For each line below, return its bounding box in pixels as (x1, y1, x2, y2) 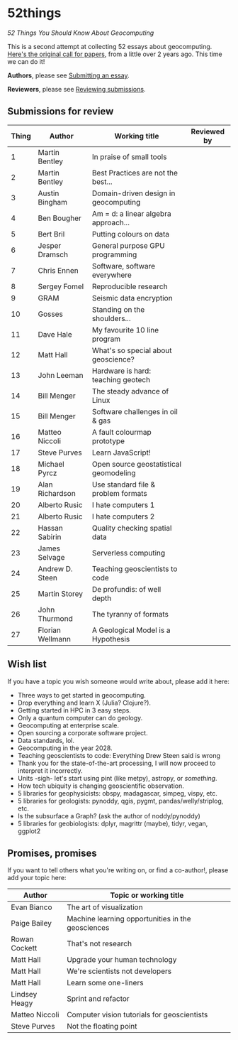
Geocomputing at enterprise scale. (17, 721, 119, 730)
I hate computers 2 (91, 511, 155, 521)
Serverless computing (91, 548, 166, 558)
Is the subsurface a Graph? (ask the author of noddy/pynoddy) (17, 811, 200, 820)
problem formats (91, 488, 147, 498)
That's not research (67, 939, 132, 949)
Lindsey (11, 990, 38, 1000)
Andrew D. (38, 563, 73, 573)
